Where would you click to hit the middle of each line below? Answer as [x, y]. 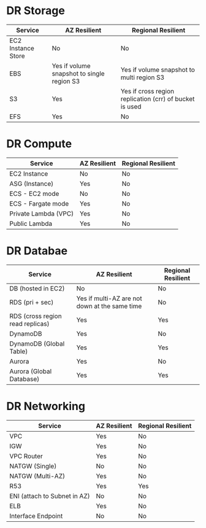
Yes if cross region [147, 91]
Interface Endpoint [36, 516]
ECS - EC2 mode [34, 193]
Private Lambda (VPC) [42, 214]
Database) [25, 379]
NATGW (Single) [33, 466]
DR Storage [36, 11]
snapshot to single [78, 73]
